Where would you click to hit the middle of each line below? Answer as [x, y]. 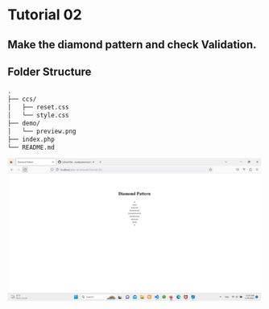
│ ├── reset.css [38, 107]
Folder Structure [50, 71]
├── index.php [31, 140]
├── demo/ [24, 124]
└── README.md [31, 148]
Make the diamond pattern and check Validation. [132, 45]
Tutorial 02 [45, 15]
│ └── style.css [38, 115]
